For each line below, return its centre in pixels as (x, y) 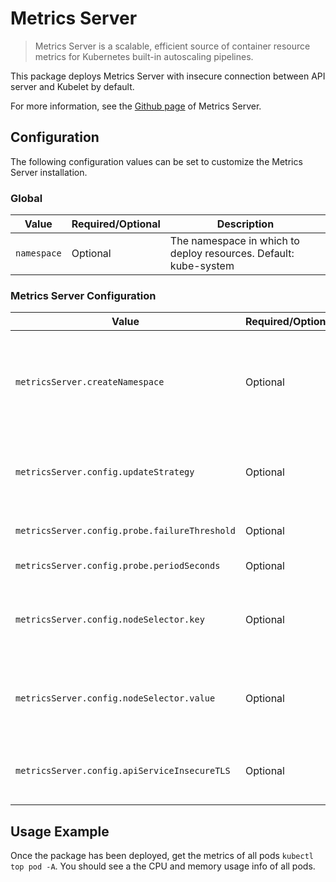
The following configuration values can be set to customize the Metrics (156, 161)
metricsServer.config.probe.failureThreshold (125, 531)
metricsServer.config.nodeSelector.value (115, 698)
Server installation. (49, 172)
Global (26, 198)
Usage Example (60, 831)
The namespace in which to (234, 241)
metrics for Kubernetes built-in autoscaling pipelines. (144, 56)
